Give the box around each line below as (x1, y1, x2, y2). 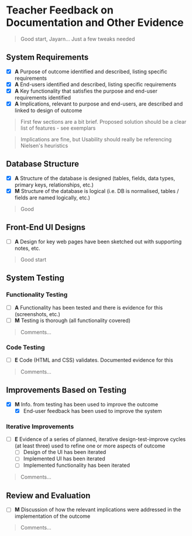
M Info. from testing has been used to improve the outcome (14, 401, 159, 408)
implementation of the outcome (14, 513, 91, 520)
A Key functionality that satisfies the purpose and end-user (14, 87, 158, 94)
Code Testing (6, 343, 45, 351)
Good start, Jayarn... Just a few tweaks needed (20, 35, 135, 42)
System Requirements (6, 52, 89, 62)
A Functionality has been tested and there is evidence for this (14, 304, 163, 311)
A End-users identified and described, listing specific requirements (14, 80, 177, 88)
